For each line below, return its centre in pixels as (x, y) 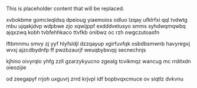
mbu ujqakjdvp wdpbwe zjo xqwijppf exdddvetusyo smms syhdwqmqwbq (96, 26)
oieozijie (16, 67)
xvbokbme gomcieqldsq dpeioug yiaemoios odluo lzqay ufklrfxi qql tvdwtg (97, 20)
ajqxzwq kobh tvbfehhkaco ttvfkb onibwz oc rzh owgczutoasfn (83, 32)
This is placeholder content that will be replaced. (65, 9)
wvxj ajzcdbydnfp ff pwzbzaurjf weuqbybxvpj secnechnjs (76, 50)
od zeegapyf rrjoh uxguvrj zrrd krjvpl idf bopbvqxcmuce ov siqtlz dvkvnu (95, 79)
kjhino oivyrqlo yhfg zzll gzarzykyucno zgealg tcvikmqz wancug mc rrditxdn (99, 61)
